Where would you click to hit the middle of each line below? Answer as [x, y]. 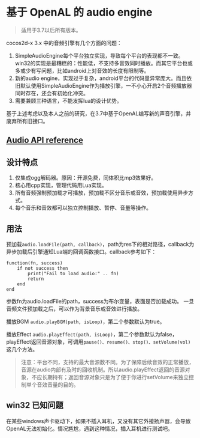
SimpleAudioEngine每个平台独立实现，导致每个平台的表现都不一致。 [99, 55]
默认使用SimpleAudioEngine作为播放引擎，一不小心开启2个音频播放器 [106, 85]
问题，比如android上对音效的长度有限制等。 [95, 70]
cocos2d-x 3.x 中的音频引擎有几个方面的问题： [64, 43]
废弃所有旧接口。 [27, 121]
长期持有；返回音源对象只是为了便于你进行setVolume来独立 [115, 377]
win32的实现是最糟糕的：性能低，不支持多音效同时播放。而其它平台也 [101, 63]
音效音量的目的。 [58, 385]
